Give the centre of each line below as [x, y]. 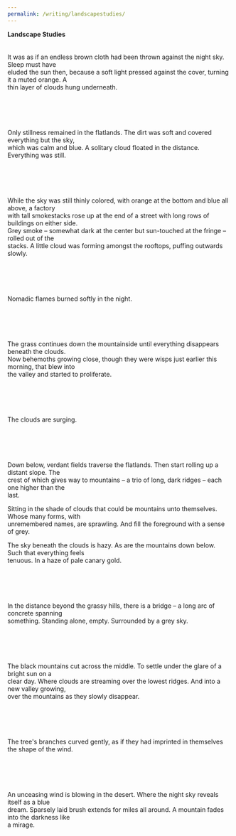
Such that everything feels [46, 552]
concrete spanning [35, 613]
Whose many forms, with [44, 516]
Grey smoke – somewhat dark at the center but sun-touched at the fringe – [117, 230]
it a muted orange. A [37, 80]
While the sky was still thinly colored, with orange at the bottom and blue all [118, 200]
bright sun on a [29, 673]
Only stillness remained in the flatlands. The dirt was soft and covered [109, 132]
